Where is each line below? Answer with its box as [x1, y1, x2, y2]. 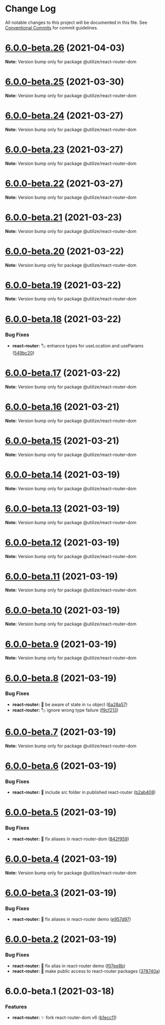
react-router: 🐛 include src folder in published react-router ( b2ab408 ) [12, 790, 156, 796]
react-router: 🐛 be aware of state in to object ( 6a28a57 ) [12, 701, 128, 707]
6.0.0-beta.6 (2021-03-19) [5, 760, 117, 772]
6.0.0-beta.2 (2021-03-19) [5, 934, 117, 945]
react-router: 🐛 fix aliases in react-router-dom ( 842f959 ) [12, 836, 129, 842]
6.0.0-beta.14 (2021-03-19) [5, 469, 120, 480]
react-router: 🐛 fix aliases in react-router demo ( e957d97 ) [12, 916, 131, 922]
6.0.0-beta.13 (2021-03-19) [5, 503, 120, 514]
